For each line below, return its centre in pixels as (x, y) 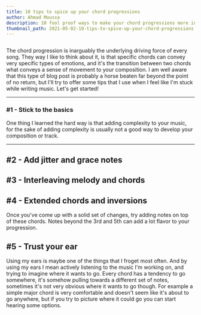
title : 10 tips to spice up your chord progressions (73, 12)
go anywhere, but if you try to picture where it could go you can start (91, 299)
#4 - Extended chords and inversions (77, 201)
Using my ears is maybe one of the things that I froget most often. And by (97, 261)
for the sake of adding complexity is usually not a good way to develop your (100, 129)
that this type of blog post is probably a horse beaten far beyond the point (97, 76)
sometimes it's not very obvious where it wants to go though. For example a (100, 286)
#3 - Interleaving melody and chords (76, 180)
